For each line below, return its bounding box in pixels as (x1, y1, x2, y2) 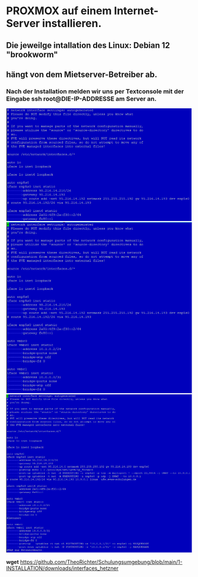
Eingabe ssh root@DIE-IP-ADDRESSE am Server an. (6, 95, 157, 103)
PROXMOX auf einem (6, 4, 112, 18)
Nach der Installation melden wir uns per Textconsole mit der (6, 87, 184, 95)
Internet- (114, 4, 159, 18)
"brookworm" (6, 49, 58, 60)
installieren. (42, 17, 102, 30)
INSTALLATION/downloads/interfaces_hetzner (6, 565, 119, 572)
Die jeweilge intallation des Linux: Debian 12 (6, 40, 170, 50)
